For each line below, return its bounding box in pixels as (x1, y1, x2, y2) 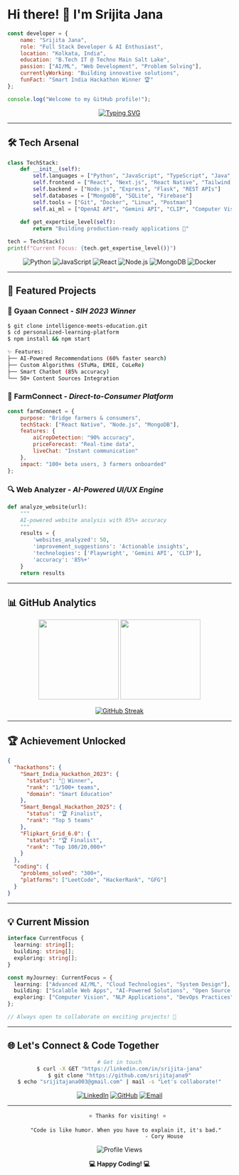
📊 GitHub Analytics (7, 597, 97, 609)
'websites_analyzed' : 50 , (33, 536, 110, 543)
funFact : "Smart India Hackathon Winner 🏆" (20, 76, 154, 84)
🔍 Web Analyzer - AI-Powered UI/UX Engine (7, 484, 164, 494)
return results (20, 569, 65, 577)
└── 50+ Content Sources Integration (7, 375, 119, 382)
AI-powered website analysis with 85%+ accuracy (20, 516, 167, 523)
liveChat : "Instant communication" (33, 447, 139, 454)
